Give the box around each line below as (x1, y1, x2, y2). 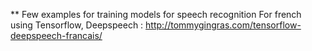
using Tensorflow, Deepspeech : (10, 19, 144, 31)
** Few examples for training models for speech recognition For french (10, 9, 302, 20)
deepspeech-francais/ (10, 30, 103, 41)
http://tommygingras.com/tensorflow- (145, 19, 302, 31)
